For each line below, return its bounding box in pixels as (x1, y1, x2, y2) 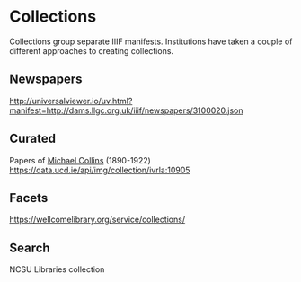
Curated (9, 131, 57, 146)
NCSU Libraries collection (9, 264, 105, 275)
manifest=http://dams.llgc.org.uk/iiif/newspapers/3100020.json (9, 105, 244, 116)
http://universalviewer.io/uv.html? (9, 95, 133, 106)
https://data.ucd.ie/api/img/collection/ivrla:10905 (9, 164, 190, 175)
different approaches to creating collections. (9, 45, 173, 56)
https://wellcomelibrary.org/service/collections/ (9, 214, 186, 225)
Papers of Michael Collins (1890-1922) (9, 154, 151, 165)
